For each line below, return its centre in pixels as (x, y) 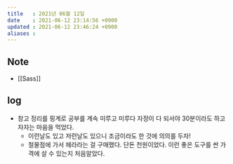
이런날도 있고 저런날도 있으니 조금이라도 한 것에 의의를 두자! (109, 136)
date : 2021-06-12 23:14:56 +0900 (62, 20)
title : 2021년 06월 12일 (46, 14)
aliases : (22, 33)
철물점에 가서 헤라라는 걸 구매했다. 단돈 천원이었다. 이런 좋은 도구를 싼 (123, 144)
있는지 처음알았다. (80, 153)
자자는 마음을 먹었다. (46, 127)
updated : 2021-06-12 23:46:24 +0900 (62, 27)
